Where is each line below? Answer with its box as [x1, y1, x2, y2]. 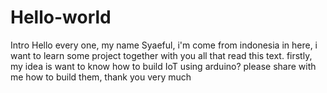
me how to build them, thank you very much [10, 71, 192, 83]
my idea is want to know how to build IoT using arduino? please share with [10, 60, 317, 72]
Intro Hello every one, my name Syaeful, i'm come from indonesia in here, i [10, 39, 318, 51]
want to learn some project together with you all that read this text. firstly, [10, 49, 313, 61]
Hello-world [10, 6, 112, 29]
